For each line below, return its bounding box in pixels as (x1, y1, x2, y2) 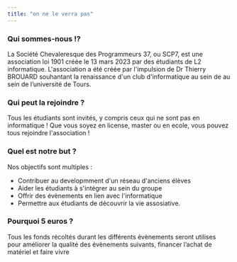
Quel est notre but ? (7, 147, 77, 156)
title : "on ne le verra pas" (7, 10, 94, 18)
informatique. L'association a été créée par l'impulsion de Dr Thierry (7, 64, 206, 73)
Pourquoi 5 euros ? (7, 217, 74, 227)
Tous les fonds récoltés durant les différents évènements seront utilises (7, 232, 216, 241)
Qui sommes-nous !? (7, 33, 81, 43)
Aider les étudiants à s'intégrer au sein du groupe (17, 183, 162, 192)
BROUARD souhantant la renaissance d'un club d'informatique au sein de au (7, 72, 231, 81)
